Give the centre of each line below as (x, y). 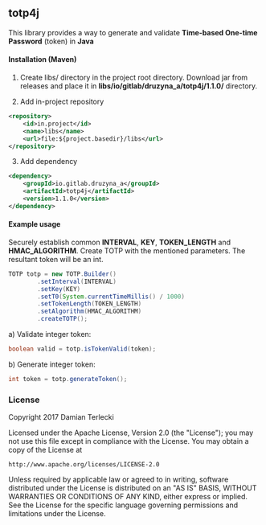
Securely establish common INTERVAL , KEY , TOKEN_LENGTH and (120, 242)
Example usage (35, 224)
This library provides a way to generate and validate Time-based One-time (133, 32)
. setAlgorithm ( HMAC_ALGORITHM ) (90, 312)
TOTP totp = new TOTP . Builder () (62, 274)
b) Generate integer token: (52, 364)
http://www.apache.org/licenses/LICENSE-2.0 (84, 465)
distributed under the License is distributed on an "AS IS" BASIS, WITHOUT (133, 488)
